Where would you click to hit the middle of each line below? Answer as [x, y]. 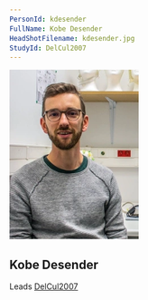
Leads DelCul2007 [44, 286]
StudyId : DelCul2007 [48, 48]
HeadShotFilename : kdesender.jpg [72, 38]
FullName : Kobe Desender [56, 29]
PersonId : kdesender [48, 19]
